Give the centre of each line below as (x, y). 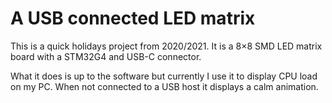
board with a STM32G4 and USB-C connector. (106, 56)
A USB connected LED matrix (133, 18)
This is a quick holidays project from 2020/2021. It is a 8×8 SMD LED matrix (166, 46)
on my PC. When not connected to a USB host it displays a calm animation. (164, 86)
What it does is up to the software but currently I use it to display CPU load (164, 76)
